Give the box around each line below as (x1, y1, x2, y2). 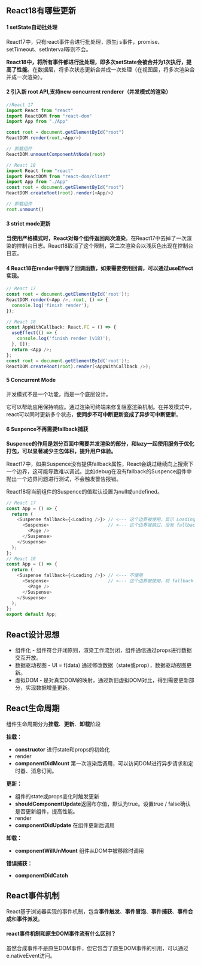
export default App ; (6, 611, 58, 618)
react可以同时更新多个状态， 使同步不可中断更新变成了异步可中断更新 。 (6, 410, 181, 418)
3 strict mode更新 (6, 220, 51, 227)
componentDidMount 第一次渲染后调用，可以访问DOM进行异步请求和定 (14, 759, 194, 766)
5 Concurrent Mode (6, 377, 56, 384)
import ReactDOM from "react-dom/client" (6, 173, 111, 179)
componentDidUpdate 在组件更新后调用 (14, 821, 115, 829)
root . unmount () (6, 206, 44, 212)
